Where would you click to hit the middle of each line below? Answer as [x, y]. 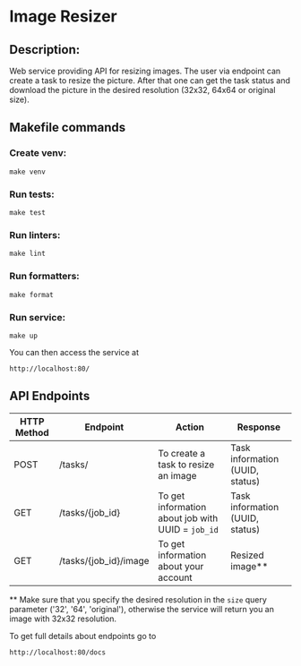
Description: [45, 50]
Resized [247, 555]
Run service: [37, 317]
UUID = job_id [189, 529]
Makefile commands [68, 128]
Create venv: [38, 153]
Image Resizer [64, 17]
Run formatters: [45, 277]
